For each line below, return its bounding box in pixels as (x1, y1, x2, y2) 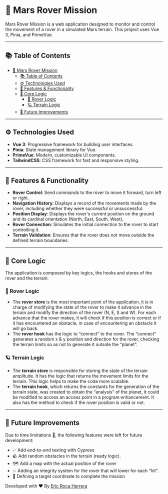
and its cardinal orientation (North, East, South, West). (12, 216, 124, 222)
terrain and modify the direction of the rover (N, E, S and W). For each (12, 309, 156, 315)
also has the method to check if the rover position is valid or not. (12, 399, 145, 405)
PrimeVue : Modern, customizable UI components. (12, 152, 116, 158)
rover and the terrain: (5, 275, 49, 281)
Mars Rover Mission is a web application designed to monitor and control (5, 21, 155, 27)
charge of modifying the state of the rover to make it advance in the (12, 304, 152, 310)
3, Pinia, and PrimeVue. (5, 31, 53, 37)
